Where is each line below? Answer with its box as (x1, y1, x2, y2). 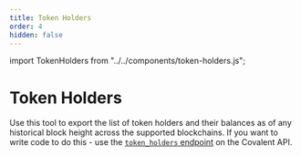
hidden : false (9, 30, 64, 39)
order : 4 (9, 22, 43, 31)
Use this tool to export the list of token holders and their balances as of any (9, 118, 292, 129)
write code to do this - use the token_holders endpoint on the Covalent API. (9, 137, 293, 148)
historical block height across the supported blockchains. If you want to (9, 127, 278, 138)
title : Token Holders (9, 13, 92, 23)
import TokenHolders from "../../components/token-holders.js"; (9, 56, 246, 67)
